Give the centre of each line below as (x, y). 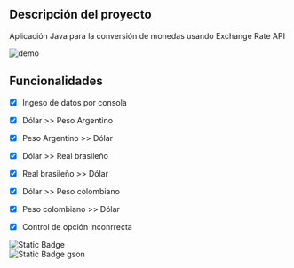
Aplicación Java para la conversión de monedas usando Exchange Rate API (147, 35)
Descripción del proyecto (81, 15)
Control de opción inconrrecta (77, 227)
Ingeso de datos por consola (74, 102)
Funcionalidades (56, 81)
